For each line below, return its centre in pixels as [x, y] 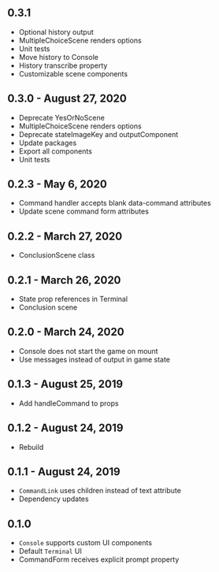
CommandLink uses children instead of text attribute [100, 491]
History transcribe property [63, 65]
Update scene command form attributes [84, 211]
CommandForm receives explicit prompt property [99, 559]
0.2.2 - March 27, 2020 [65, 236]
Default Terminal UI [50, 552]
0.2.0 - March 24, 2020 [66, 332]
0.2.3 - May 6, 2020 [57, 184]
